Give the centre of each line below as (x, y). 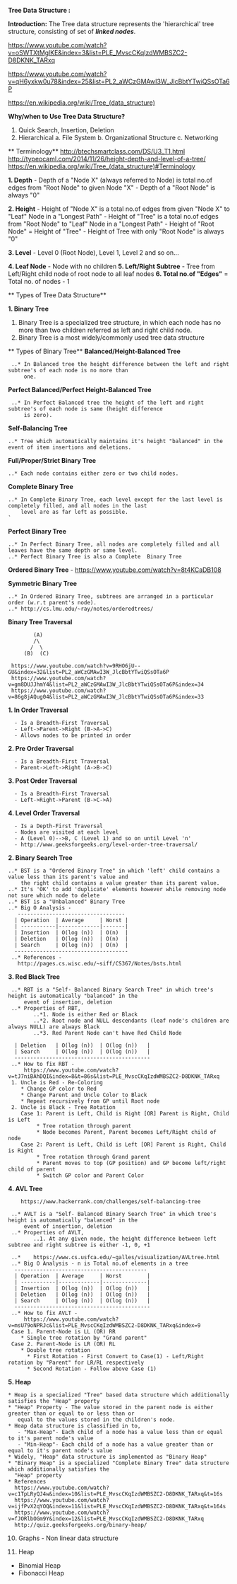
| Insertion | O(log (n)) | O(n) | (72, 933)
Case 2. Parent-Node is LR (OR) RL (63, 1344)
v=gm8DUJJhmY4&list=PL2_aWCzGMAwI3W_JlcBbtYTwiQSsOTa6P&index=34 (106, 684)
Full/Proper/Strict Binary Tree (52, 460)
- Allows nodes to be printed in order (73, 735)
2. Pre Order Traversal (41, 748)
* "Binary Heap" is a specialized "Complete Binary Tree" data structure (119, 1463)
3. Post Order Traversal (43, 781)
